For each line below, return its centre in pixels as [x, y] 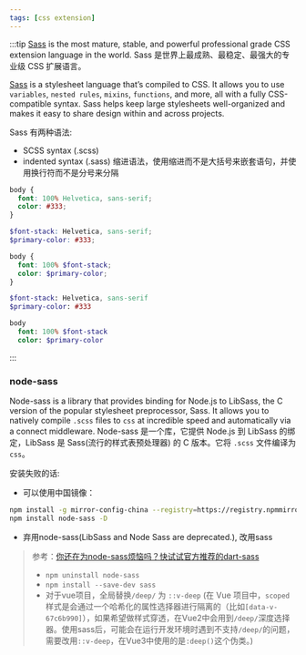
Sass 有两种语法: [41, 132]
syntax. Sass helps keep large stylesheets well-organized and [169, 103]
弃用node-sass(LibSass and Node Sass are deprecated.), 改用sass [148, 537]
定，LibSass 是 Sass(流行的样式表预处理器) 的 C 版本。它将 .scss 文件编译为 [153, 443]
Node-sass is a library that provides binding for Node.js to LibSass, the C [146, 401]
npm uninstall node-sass [92, 575]
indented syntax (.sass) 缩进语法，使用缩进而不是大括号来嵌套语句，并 [155, 161]
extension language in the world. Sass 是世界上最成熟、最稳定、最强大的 [146, 55]
